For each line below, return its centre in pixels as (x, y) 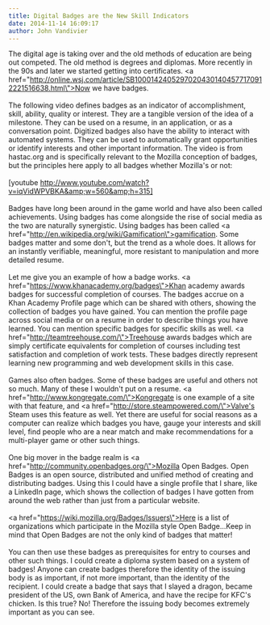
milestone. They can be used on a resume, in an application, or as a (120, 123)
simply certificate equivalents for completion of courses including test (124, 346)
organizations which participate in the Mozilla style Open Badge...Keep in (130, 526)
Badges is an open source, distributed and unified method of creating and (131, 475)
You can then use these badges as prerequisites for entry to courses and (130, 552)
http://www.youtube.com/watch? (95, 183)
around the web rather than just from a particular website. (104, 500)
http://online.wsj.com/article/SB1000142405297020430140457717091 (145, 80)
